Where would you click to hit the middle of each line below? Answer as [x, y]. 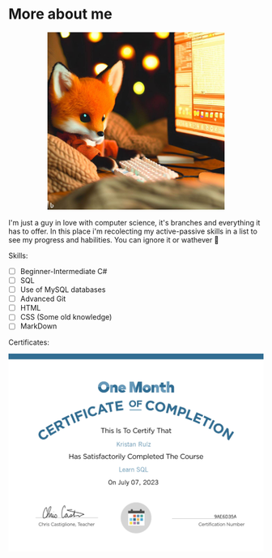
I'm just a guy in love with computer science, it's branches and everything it [134, 222]
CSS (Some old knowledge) [66, 317]
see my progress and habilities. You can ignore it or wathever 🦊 [114, 239]
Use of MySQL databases [63, 290]
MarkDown [38, 326]
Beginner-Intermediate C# [64, 271]
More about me [60, 14]
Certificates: [29, 342]
